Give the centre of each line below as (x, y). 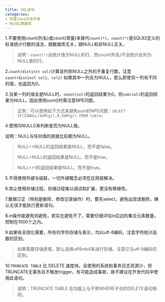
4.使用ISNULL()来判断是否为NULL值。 (44, 126)
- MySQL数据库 (18, 23)
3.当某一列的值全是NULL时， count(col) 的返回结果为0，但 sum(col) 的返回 (79, 94)
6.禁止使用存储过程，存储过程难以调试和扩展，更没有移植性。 (67, 189)
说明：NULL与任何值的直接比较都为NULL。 (49, 136)
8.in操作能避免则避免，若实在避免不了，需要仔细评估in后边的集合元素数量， (82, 216)
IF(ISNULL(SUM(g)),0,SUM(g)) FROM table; (60, 116)
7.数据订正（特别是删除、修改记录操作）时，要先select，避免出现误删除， (80, 199)
